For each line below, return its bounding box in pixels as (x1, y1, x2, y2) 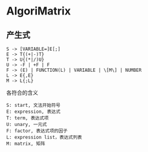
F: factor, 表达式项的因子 (6, 128, 68, 134)
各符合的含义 (6, 89, 38, 96)
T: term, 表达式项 (6, 115, 49, 121)
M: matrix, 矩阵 (6, 141, 45, 147)
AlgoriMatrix (6, 4, 71, 18)
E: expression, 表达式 (6, 109, 61, 115)
